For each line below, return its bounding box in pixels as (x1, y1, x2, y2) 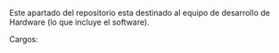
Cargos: (9, 34, 38, 44)
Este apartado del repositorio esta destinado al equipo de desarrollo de (9, 8, 270, 18)
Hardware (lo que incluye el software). (9, 17, 150, 27)
